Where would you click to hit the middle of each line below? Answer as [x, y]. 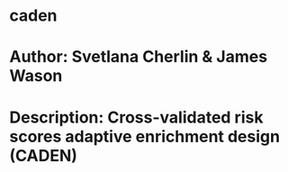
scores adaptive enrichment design [145, 136]
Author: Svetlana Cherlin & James [139, 57]
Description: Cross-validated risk [136, 117]
